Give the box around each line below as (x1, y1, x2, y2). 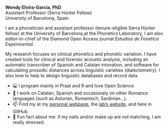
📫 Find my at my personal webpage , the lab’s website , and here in (12, 101, 152, 107)
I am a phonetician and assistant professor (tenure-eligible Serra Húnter (5, 25, 156, 31)
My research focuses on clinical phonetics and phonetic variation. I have (5, 51, 157, 57)
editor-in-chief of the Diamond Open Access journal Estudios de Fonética (5, 36, 159, 42)
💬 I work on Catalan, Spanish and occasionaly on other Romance (12, 90, 148, 96)
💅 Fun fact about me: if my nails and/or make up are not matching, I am (12, 114, 161, 120)
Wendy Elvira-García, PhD (5, 5, 62, 10)
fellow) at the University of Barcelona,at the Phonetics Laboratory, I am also (5, 30, 163, 36)
